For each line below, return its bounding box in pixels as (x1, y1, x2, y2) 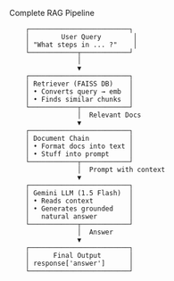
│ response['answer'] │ (25, 259, 134, 268)
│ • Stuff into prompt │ (25, 150, 134, 159)
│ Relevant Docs (77, 111, 142, 120)
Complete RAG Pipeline (9, 8, 95, 18)
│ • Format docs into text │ (25, 142, 134, 151)
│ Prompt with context (77, 165, 166, 174)
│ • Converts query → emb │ (25, 87, 134, 96)
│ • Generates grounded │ (25, 204, 134, 213)
